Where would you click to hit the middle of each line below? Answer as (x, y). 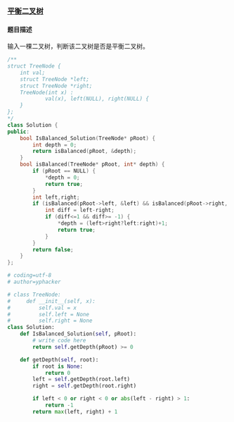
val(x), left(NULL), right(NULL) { (97, 99)
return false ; (53, 249)
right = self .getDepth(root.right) (85, 386)
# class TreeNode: (34, 294)
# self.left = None (48, 314)
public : (19, 132)
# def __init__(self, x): (52, 301)
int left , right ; (56, 197)
